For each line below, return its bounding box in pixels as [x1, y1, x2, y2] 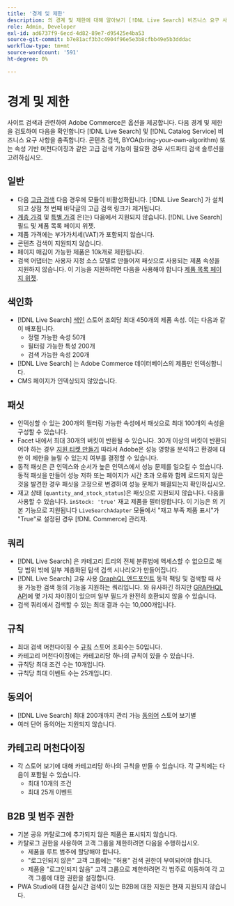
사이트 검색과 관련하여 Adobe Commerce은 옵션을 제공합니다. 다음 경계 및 [7, 118, 210, 126]
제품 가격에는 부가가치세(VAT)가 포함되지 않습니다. [17, 230, 155, 238]
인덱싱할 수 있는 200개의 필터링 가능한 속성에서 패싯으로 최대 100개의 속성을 [17, 419, 225, 427]
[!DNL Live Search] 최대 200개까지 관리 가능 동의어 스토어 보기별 [17, 711, 196, 719]
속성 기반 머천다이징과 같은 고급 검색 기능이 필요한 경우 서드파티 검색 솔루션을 [14, 144, 225, 153]
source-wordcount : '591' [7, 49, 79, 56]
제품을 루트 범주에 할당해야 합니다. [27, 847, 121, 856]
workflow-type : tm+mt [7, 43, 70, 49]
